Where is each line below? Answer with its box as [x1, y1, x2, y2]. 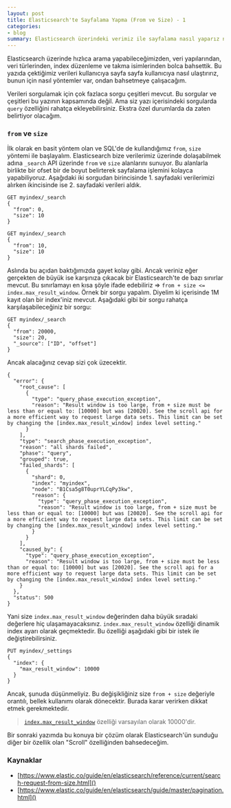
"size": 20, [13, 334, 48, 341]
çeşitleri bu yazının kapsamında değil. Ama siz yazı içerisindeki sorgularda [7, 97, 217, 105]
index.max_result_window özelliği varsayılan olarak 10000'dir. [23, 718, 196, 726]
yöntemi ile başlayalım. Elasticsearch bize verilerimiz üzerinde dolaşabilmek [7, 152, 221, 160]
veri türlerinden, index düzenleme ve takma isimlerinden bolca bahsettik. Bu [7, 62, 222, 70]
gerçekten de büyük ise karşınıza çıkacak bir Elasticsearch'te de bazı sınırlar [7, 274, 223, 282]
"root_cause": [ [19, 384, 67, 391]
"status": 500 [13, 594, 54, 602]
